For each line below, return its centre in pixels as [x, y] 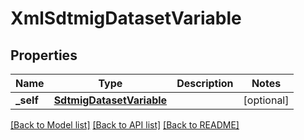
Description [205, 83]
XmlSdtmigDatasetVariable [126, 18]
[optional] [266, 100]
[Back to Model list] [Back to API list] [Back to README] [125, 125]
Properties [44, 55]
